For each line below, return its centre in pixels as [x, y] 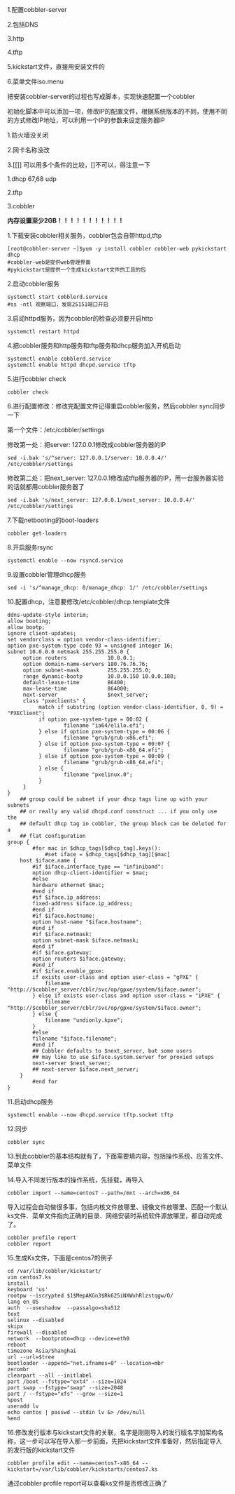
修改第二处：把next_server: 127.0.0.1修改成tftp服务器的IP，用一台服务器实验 [116, 478]
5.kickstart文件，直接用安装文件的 [56, 67]
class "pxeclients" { [54, 701]
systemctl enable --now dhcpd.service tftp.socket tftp [90, 1115]
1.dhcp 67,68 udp [32, 179]
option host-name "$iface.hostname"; [87, 922]
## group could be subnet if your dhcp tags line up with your [114, 799]
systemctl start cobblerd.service [58, 297]
